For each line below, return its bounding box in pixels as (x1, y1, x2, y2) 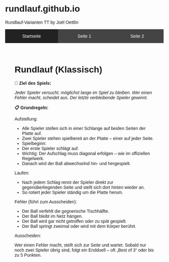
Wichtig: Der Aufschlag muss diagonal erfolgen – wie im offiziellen (22, 151, 150, 156)
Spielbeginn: (22, 141, 47, 146)
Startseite (22, 33, 41, 39)
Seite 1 (77, 33, 92, 39)
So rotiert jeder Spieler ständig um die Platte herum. (22, 189, 124, 195)
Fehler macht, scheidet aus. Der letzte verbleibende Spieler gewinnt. (15, 94, 148, 100)
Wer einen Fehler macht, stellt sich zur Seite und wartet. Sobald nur (15, 242, 146, 248)
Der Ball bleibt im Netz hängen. (22, 213, 83, 219)
